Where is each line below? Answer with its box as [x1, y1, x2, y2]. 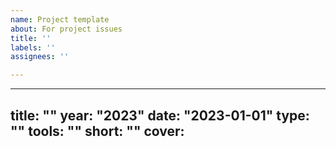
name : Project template [10, 14, 110, 25]
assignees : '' [10, 52, 70, 62]
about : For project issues [10, 24, 123, 34]
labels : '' [10, 42, 56, 53]
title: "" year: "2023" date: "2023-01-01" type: [10, 107, 310, 124]
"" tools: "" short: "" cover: [10, 122, 185, 140]
